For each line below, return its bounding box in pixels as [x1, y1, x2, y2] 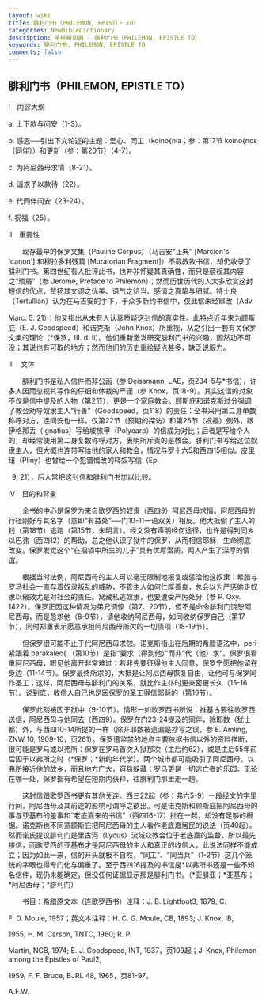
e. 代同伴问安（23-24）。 [8, 195, 89, 206]
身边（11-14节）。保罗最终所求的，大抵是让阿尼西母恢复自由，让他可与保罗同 [8, 668, 257, 677]
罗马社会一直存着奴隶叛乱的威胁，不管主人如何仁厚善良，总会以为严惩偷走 [8, 582, 251, 591]
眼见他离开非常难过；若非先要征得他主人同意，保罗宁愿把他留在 [49, 658, 258, 667]
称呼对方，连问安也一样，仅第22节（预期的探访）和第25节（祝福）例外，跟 [8, 416, 254, 425]
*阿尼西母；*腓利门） [8, 879, 78, 889]
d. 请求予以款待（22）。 [8, 179, 85, 188]
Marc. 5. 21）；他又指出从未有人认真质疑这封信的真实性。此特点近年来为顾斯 [8, 313, 256, 322]
